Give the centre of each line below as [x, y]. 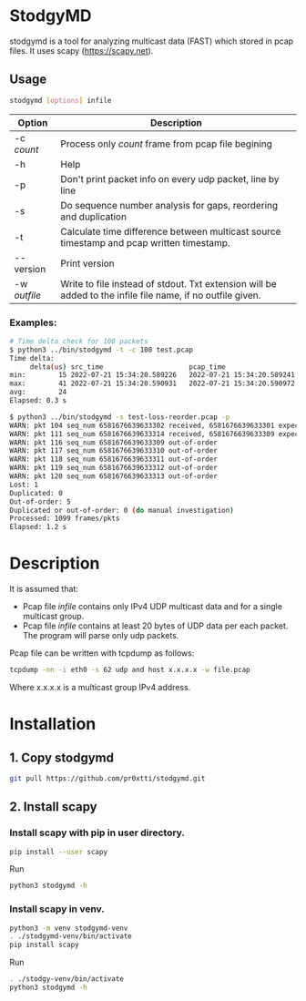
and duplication [94, 217]
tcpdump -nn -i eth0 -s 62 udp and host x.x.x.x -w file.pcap [130, 670]
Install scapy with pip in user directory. [97, 832]
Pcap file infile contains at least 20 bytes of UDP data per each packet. [155, 626]
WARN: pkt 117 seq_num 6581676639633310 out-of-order [114, 451]
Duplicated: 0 [36, 493]
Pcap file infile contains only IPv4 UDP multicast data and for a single [152, 607]
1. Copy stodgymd [61, 757]
